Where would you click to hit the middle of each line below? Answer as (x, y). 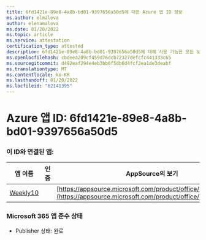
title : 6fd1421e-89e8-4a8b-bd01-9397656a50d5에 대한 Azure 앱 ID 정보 (94, 12)
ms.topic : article (30, 35)
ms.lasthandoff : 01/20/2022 (42, 80)
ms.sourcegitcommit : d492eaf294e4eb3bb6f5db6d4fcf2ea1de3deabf (89, 63)
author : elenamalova (33, 23)
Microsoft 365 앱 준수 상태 (44, 216)
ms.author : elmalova (33, 18)
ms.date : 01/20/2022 (33, 29)
